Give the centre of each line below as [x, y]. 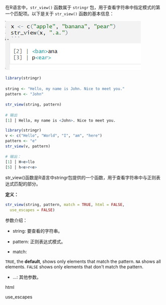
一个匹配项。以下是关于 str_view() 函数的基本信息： [60, 14]
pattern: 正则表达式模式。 [39, 241]
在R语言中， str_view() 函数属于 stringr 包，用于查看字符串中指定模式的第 [83, 7]
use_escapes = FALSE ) [32, 210]
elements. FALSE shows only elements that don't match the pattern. [74, 267]
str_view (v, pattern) [28, 146]
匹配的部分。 [27, 184]
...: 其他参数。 [27, 277]
